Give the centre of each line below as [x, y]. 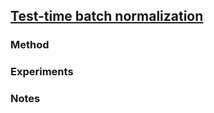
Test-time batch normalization [107, 16]
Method [30, 45]
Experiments [42, 72]
